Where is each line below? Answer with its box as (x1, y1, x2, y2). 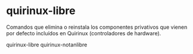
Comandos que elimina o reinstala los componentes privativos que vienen (6, 23, 188, 31)
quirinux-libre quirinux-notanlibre (6, 41, 88, 48)
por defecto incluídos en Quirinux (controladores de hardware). (6, 29, 161, 36)
